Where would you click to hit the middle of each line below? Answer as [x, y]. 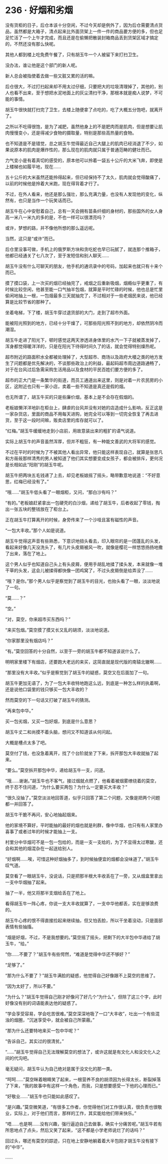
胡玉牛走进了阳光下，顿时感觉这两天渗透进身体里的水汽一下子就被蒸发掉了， [84, 340]
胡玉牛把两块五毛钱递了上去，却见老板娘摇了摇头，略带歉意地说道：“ [76, 475]
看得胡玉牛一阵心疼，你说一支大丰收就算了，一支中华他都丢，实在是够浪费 [82, 903]
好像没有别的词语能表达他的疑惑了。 [42, 1003]
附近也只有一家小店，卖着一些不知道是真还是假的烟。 [73, 386]
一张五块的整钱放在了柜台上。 [40, 509]
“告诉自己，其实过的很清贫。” [34, 1041]
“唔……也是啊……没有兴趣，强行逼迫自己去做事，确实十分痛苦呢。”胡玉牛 [79, 1124]
